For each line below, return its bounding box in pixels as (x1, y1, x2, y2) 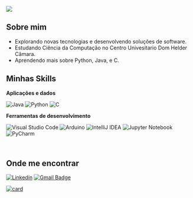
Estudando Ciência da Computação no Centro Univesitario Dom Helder (14, 44, 188, 51)
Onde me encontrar (6, 159, 80, 169)
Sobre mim (6, 22, 47, 32)
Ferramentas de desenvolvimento (6, 112, 91, 119)
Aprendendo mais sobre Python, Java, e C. (14, 57, 119, 64)
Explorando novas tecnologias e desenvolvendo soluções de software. (14, 38, 187, 45)
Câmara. (14, 50, 36, 57)
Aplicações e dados (6, 89, 56, 97)
